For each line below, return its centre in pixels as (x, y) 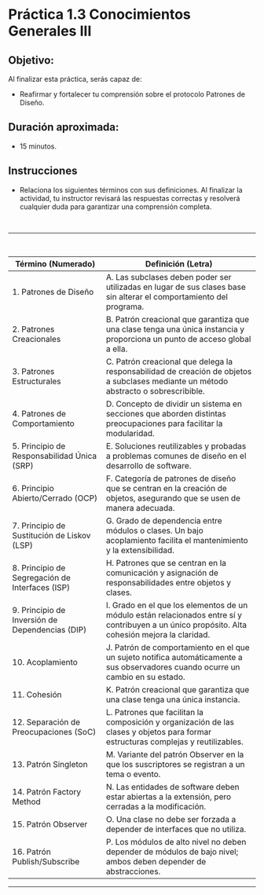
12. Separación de (46, 722)
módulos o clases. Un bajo (154, 530)
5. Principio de (39, 446)
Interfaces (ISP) (41, 587)
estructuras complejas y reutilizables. (174, 742)
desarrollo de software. (148, 465)
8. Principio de (39, 567)
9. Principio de (39, 610)
